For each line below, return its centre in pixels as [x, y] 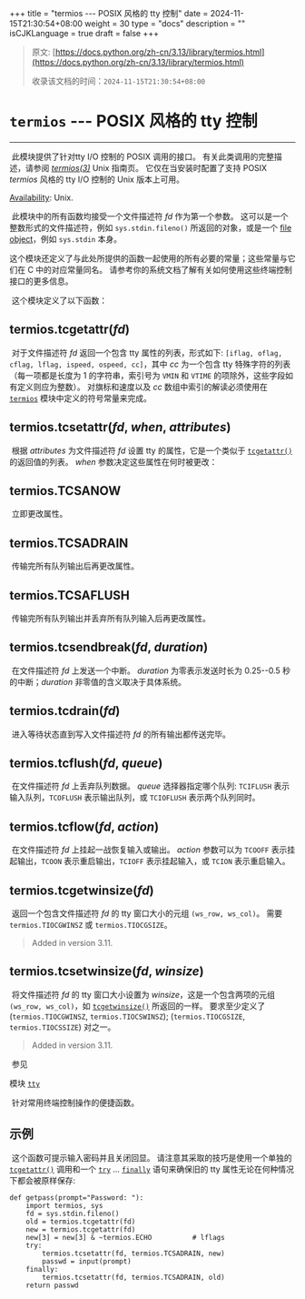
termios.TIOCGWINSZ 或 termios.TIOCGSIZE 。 [91, 925]
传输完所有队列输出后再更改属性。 [75, 566]
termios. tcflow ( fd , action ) [84, 826]
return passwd [52, 1285]
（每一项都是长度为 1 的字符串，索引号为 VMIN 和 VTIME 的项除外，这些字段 [148, 375]
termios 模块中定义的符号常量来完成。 [81, 398]
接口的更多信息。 [41, 281]
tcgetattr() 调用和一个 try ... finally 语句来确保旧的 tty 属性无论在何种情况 [152, 1169]
